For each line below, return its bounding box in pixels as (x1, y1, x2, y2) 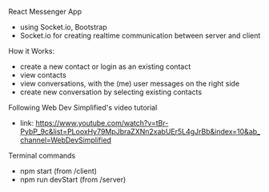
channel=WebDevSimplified (19, 135, 112, 145)
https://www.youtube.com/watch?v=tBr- (35, 118, 169, 127)
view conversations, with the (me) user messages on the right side (19, 79, 240, 88)
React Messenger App (8, 7, 82, 16)
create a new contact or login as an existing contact (19, 62, 191, 71)
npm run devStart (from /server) (19, 175, 126, 184)
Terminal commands (8, 151, 76, 160)
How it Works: (8, 46, 54, 55)
